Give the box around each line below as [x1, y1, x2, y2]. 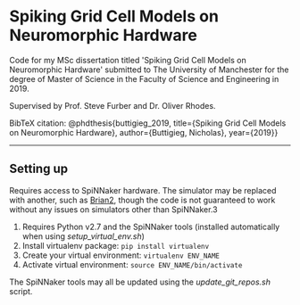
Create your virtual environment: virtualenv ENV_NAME [21, 250, 221, 260]
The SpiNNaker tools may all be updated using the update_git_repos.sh [9, 276, 271, 287]
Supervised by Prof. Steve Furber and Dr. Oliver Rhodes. [9, 100, 216, 111]
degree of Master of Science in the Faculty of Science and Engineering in [9, 73, 279, 84]
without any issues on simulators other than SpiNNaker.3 [9, 203, 218, 215]
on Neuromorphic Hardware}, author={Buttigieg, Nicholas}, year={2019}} [9, 127, 279, 137]
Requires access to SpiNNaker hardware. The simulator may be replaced [9, 185, 277, 195]
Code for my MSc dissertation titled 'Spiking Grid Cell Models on [9, 54, 247, 65]
